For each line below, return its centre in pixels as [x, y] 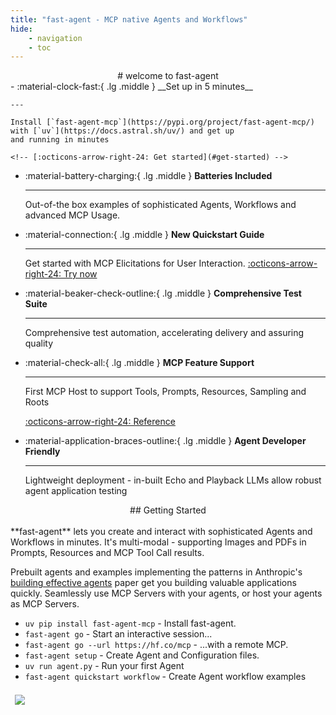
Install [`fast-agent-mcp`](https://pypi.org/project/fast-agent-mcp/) [162, 122]
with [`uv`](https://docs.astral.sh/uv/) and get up [122, 131]
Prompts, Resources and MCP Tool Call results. [107, 553]
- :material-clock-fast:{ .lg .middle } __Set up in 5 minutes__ [131, 87]
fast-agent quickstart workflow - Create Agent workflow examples [165, 677]
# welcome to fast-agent [168, 76]
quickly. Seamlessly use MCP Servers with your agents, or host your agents [166, 593]
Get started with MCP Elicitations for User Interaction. [135, 263]
